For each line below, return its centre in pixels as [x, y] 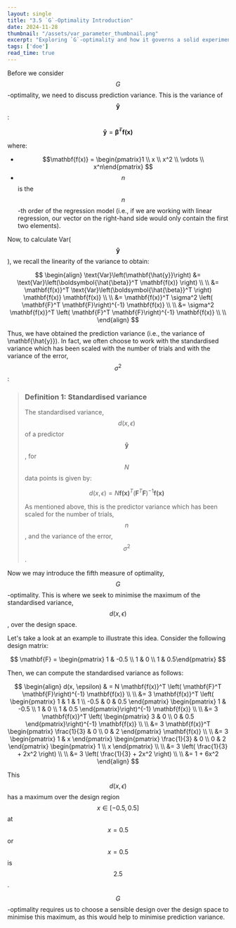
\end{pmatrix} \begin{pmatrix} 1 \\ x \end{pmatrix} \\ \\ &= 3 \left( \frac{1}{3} [118, 746]
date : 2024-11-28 [33, 27]
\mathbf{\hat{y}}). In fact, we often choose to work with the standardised [113, 341]
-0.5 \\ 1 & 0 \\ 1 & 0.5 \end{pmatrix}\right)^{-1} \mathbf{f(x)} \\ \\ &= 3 [118, 708]
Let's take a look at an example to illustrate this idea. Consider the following [117, 638]
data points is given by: [58, 478]
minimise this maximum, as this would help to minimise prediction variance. [116, 917]
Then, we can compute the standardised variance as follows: [96, 673]
